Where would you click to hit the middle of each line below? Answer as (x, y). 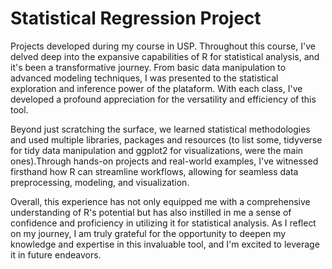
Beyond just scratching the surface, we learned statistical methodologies (160, 129)
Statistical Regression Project (136, 18)
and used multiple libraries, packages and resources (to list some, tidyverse (166, 139)
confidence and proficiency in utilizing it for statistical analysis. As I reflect (163, 223)
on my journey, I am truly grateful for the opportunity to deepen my (148, 233)
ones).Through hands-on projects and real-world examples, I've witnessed (164, 161)
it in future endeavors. (56, 254)
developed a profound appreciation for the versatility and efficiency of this (163, 99)
